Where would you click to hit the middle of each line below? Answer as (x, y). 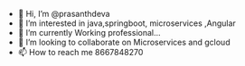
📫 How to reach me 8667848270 (80, 52)
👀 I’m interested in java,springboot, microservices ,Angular (127, 23)
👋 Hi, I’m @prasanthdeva (64, 14)
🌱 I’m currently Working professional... (89, 33)
